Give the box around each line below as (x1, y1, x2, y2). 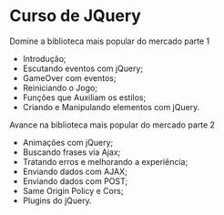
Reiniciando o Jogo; (22, 82, 98, 93)
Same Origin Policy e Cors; (22, 185, 124, 196)
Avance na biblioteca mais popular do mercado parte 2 (9, 119, 216, 130)
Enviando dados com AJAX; (22, 166, 127, 177)
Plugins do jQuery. (22, 195, 93, 206)
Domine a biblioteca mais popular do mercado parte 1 (9, 36, 210, 46)
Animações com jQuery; (22, 137, 114, 148)
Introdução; (22, 53, 66, 64)
